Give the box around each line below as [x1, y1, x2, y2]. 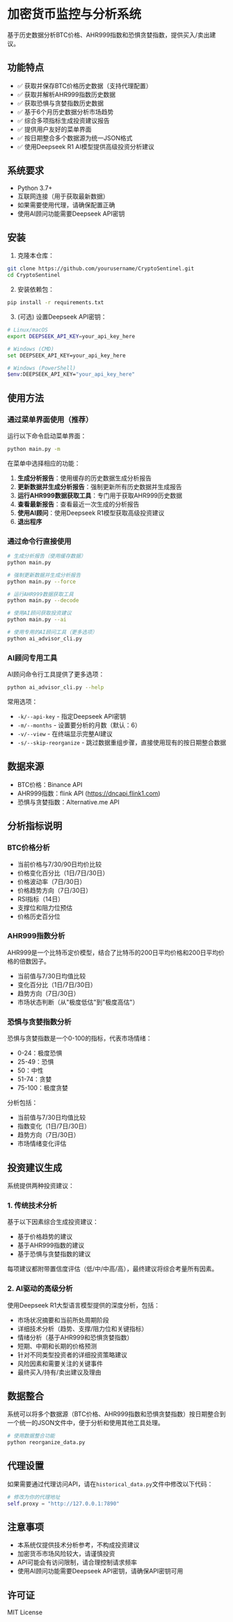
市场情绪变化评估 [17, 1139, 67, 1148]
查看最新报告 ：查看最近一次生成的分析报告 [17, 500, 140, 508]
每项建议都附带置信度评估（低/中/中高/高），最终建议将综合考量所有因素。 [7, 1264, 218, 1273]
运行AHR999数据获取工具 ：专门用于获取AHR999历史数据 [17, 491, 183, 500]
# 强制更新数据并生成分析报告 [7, 571, 81, 578]
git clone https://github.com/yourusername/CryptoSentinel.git [7, 265, 195, 272]
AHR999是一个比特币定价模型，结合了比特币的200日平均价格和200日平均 [7, 948, 219, 957]
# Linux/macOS [7, 326, 49, 333]
